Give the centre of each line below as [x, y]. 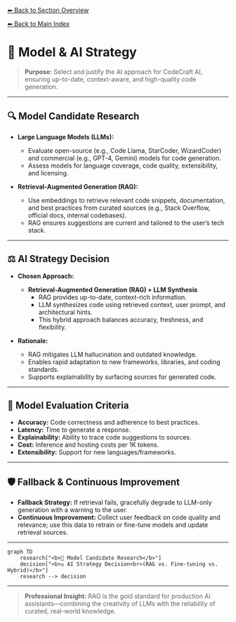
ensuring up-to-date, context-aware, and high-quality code [110, 79]
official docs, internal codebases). [77, 215]
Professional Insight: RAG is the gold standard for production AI [117, 596]
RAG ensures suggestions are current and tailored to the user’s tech [126, 223]
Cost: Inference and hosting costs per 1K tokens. [88, 445]
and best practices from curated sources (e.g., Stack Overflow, [119, 208]
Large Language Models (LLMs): [66, 137]
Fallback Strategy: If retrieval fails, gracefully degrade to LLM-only [114, 502]
